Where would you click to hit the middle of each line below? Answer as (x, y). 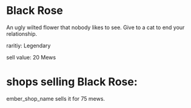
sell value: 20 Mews (31, 57)
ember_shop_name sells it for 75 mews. (55, 98)
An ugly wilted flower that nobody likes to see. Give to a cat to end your (95, 27)
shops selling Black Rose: (72, 82)
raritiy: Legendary (28, 46)
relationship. (22, 33)
